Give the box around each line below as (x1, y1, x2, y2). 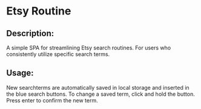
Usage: (6, 68, 35, 78)
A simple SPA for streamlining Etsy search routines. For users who (6, 44, 171, 51)
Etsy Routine (6, 4, 71, 18)
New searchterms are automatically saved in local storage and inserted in (6, 84, 189, 91)
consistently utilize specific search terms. (6, 51, 110, 58)
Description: (6, 28, 54, 39)
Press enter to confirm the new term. (6, 96, 98, 104)
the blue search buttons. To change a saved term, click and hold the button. (6, 90, 195, 98)
